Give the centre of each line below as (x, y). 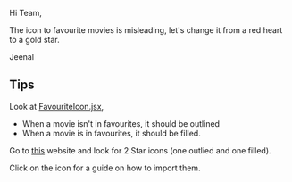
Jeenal (21, 57)
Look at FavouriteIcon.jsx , (57, 106)
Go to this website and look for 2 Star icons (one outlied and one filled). (140, 150)
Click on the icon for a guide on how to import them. (105, 168)
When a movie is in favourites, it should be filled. (111, 133)
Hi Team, (26, 13)
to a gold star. (34, 40)
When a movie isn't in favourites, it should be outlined (121, 123)
